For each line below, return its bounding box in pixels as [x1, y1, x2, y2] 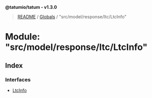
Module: [5, 31, 40, 43]
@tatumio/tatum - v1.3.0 [5, 4, 57, 10]
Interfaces [5, 76, 31, 83]
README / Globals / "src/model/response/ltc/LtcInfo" [17, 14, 127, 19]
